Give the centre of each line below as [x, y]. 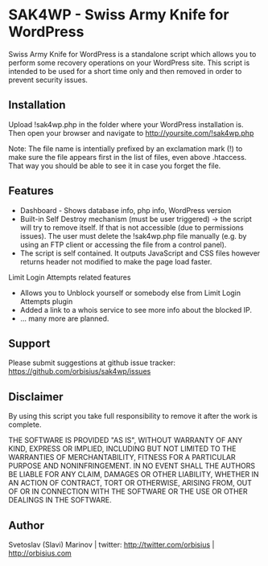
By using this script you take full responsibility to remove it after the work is [133, 416]
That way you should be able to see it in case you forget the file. [115, 166]
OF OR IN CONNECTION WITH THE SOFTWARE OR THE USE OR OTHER [128, 491]
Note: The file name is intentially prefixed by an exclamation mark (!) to [126, 148]
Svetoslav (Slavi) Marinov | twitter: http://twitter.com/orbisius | [111, 545]
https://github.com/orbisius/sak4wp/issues [80, 371]
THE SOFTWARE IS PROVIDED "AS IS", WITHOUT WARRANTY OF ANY [126, 441]
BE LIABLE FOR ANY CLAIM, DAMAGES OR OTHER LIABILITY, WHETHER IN [134, 474]
